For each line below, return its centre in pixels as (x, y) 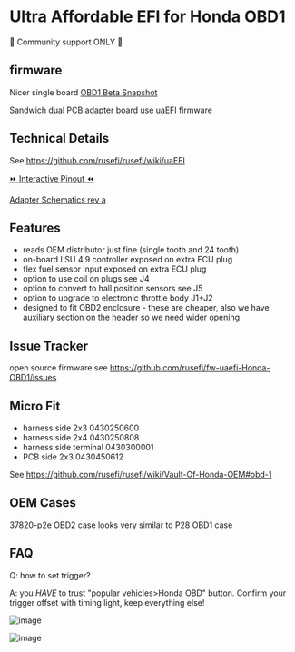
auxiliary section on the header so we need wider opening (131, 317)
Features (35, 227)
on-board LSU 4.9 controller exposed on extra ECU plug (128, 260)
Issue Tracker (49, 346)
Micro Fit (35, 406)
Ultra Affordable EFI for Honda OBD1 (147, 17)
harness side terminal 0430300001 (88, 447)
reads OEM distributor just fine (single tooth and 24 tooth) (131, 250)
